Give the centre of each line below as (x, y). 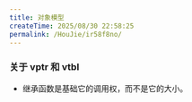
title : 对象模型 (37, 17)
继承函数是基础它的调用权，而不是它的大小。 (105, 88)
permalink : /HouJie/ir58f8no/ (66, 34)
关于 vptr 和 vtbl (44, 67)
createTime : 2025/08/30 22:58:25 (72, 26)
